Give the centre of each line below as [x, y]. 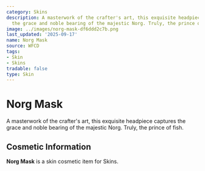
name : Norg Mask [27, 40]
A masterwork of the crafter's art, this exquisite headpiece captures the [96, 121]
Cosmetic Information [49, 147]
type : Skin [20, 74]
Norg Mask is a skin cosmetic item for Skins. [63, 161]
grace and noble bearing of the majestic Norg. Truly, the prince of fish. [95, 128]
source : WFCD [23, 46]
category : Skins [27, 12]
